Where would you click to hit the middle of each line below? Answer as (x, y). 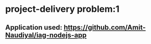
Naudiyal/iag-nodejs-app (46, 35)
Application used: (34, 27)
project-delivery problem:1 (62, 9)
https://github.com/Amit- (105, 27)
